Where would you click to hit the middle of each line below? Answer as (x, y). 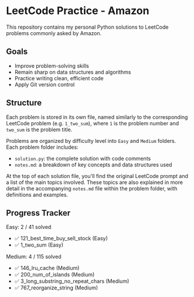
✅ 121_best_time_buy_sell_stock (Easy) (61, 238)
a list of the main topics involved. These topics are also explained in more (95, 182)
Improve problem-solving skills (52, 66)
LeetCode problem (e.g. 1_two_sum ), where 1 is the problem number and (93, 123)
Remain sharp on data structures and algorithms (73, 72)
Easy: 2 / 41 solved (29, 227)
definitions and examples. (37, 194)
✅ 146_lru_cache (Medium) (47, 268)
